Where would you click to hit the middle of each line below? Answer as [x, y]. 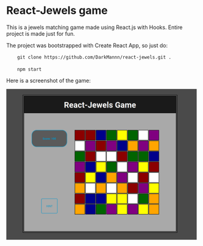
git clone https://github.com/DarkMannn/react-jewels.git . [94, 57]
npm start [30, 69]
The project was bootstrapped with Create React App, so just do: [87, 45]
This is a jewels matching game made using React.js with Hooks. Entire [95, 27]
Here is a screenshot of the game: [49, 80]
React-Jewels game [57, 11]
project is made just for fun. [41, 33]
